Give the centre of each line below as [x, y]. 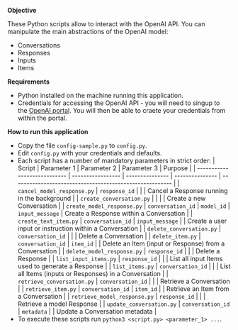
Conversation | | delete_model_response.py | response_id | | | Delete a [119, 251]
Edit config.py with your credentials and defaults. [90, 153]
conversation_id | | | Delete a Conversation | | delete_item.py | [109, 236]
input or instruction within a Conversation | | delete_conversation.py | [119, 229]
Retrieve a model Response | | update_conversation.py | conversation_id [124, 304]
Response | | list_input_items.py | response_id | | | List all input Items [120, 259]
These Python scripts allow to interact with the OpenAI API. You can [106, 24]
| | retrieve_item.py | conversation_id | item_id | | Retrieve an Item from [123, 289]
